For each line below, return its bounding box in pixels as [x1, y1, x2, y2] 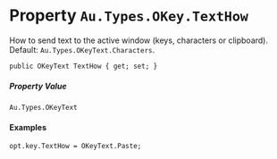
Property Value [9, 80, 67, 91]
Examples [9, 121, 47, 132]
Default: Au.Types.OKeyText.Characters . [9, 44, 155, 54]
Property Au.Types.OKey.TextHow [9, 5, 248, 26]
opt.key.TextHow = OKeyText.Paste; [9, 142, 142, 151]
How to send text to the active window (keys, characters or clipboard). [9, 35, 268, 46]
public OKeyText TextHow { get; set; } [9, 62, 158, 71]
